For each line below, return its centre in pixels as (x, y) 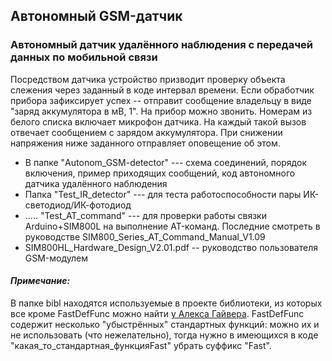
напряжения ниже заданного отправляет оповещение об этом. (145, 143)
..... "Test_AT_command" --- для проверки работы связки (145, 215)
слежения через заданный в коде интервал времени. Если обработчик (162, 90)
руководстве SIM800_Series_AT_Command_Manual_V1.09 (145, 236)
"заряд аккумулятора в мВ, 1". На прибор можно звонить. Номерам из (161, 111)
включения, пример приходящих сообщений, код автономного (160, 173)
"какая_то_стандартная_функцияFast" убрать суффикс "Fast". (141, 345)
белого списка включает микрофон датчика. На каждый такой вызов (158, 121)
